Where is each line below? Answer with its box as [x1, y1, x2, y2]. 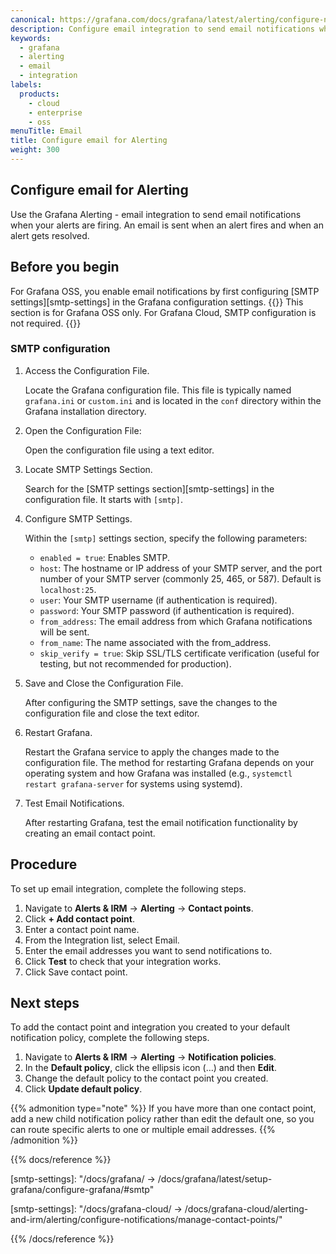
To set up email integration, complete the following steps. [10, 882, 247, 895]
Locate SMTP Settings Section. [24, 463, 153, 475]
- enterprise [28, 107, 83, 118]
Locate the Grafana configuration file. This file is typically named [24, 384, 292, 396]
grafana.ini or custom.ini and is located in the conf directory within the [24, 394, 322, 406]
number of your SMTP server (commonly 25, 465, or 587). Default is [39, 572, 322, 585]
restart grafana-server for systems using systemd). [24, 777, 243, 790]
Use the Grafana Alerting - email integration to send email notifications [10, 208, 302, 220]
